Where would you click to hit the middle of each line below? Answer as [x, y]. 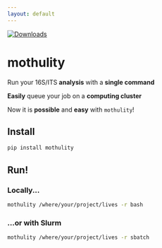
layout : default [31, 14]
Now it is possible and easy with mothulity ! [71, 110]
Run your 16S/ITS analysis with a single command [81, 82]
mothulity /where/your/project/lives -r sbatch [79, 237]
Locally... [24, 190]
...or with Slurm [35, 223]
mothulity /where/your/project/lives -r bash [75, 205]
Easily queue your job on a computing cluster [75, 95]
